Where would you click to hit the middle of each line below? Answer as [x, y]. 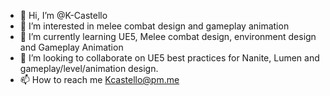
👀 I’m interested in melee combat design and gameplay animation [154, 26]
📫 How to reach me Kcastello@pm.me [99, 79]
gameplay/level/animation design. [89, 68]
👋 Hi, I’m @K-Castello [63, 15]
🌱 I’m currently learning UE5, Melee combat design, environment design [168, 36]
